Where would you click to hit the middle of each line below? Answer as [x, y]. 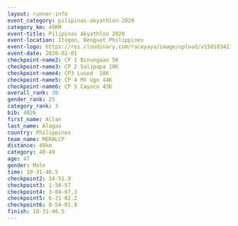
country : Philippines [39, 132]
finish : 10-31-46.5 [36, 212]
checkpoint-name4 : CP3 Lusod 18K [58, 73]
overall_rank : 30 [33, 93]
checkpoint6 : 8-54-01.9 [42, 205]
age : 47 [19, 159]
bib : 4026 [22, 113]
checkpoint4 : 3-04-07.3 [42, 192]
